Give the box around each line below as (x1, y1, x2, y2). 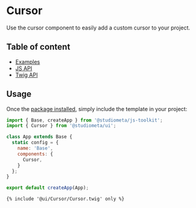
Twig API (15, 71, 38, 79)
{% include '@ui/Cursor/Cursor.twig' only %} (6, 196, 124, 202)
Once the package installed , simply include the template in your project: (6, 105, 188, 112)
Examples (15, 58, 40, 65)
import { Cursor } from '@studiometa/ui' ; (6, 123, 116, 129)
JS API (15, 64, 32, 72)
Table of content (6, 42, 70, 52)
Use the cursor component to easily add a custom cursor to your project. (6, 24, 190, 31)
